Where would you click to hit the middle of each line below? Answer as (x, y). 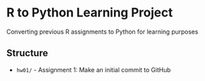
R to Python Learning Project (89, 13)
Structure (27, 53)
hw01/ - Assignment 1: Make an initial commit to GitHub (94, 69)
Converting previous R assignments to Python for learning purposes (102, 32)
